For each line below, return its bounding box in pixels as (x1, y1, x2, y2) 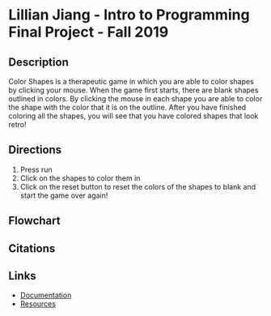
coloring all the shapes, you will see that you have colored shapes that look (8, 111, 259, 121)
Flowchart (8, 214, 61, 228)
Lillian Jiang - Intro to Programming (8, 6, 250, 24)
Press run (19, 164, 53, 174)
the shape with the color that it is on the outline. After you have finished (8, 103, 247, 112)
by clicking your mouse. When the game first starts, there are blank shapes (8, 85, 259, 95)
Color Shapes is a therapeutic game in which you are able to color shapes (8, 77, 255, 86)
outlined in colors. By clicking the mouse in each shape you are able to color (8, 94, 263, 103)
